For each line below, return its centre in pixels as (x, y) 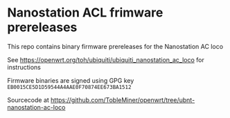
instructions (24, 67)
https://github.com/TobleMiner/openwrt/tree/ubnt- (123, 100)
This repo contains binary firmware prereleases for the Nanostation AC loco (115, 46)
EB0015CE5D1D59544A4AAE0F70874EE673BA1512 (69, 87)
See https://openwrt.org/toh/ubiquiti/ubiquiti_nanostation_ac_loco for (106, 59)
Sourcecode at (28, 100)
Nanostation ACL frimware (85, 13)
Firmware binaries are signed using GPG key (71, 80)
